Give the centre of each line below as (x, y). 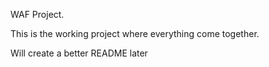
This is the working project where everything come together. (135, 33)
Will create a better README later (79, 53)
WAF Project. (37, 14)
